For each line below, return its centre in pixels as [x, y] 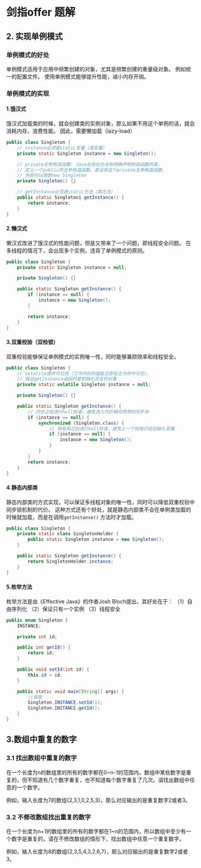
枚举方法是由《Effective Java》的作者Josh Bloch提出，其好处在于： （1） [97, 601]
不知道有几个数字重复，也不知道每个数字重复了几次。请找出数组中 [108, 780]
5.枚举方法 [19, 587]
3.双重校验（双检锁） [32, 342]
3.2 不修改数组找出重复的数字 [49, 817]
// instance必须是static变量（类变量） [62, 148]
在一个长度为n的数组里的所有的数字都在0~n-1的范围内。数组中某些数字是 [96, 772]
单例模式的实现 [28, 94]
